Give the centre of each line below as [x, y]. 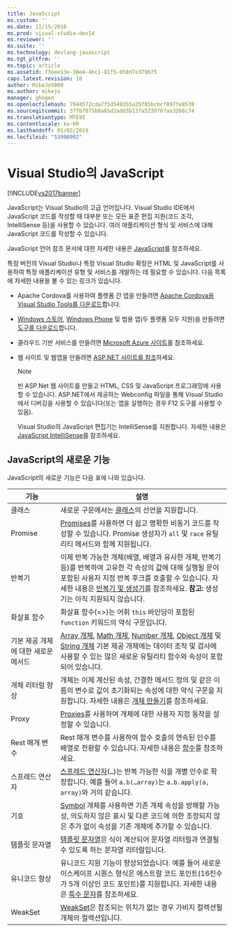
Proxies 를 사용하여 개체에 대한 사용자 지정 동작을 [136, 714]
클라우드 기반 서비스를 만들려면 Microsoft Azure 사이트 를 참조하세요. [111, 343]
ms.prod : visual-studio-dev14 [51, 33]
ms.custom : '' [28, 20]
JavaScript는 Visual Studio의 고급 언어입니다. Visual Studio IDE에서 [101, 208]
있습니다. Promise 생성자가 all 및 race [143, 534]
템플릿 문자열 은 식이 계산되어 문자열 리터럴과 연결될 [140, 839]
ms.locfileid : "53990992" [45, 137]
